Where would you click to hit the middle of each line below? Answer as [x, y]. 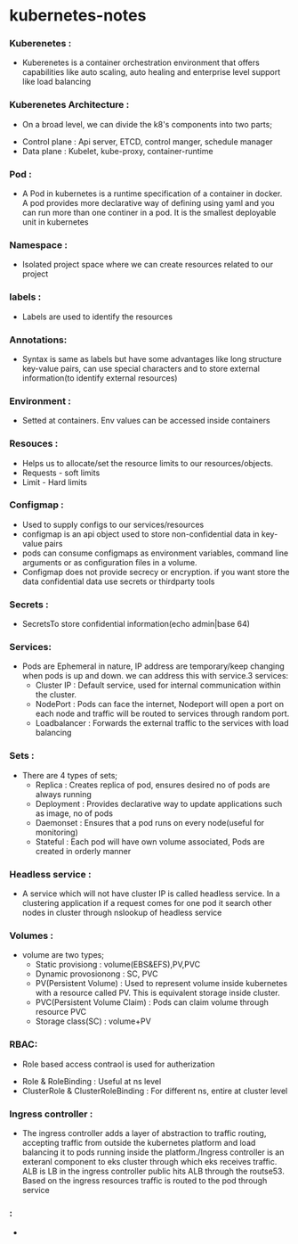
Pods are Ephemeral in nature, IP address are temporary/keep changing [153, 666]
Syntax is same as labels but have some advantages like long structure [152, 358]
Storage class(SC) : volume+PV [93, 1021]
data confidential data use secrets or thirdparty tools [118, 581]
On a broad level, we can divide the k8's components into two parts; [147, 124]
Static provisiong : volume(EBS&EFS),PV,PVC [118, 965]
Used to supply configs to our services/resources [113, 524]
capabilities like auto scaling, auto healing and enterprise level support [151, 72]
